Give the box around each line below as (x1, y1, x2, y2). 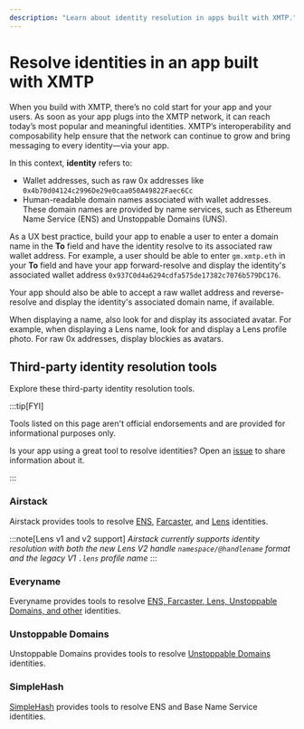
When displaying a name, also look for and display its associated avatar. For (9, 314, 292, 325)
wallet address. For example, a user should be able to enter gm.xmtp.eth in (9, 250, 286, 260)
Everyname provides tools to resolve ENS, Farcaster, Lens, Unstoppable (9, 595, 278, 606)
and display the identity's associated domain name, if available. (39, 296, 275, 308)
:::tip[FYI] (9, 401, 44, 412)
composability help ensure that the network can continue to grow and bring (9, 130, 291, 141)
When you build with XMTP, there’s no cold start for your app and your (9, 101, 272, 112)
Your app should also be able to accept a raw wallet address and (9, 287, 251, 298)
